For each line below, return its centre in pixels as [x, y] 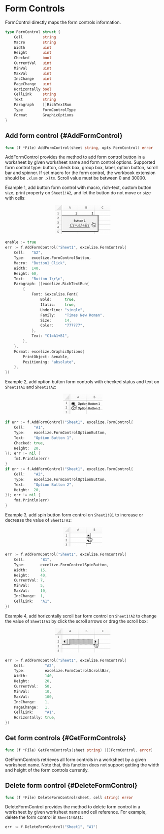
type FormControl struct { [33, 32]
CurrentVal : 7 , [30, 580]
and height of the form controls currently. [47, 770]
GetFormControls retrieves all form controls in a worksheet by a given [76, 760]
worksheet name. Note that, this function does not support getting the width [82, 764]
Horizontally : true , [35, 718]
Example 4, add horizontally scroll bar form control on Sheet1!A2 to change [81, 616]
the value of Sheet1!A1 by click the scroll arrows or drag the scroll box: [77, 621]
